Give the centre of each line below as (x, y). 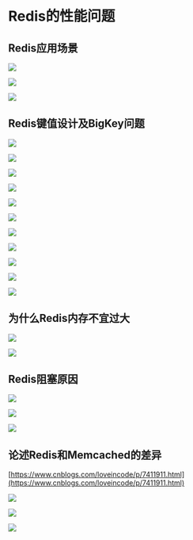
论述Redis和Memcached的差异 (85, 455)
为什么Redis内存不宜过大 (69, 318)
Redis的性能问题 (62, 16)
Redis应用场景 (43, 48)
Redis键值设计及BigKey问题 (76, 124)
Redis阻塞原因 (43, 379)
